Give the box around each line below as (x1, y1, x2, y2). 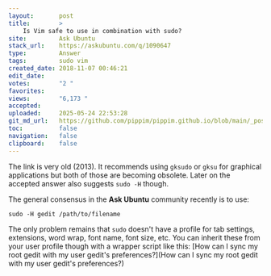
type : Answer (8, 49, 81, 57)
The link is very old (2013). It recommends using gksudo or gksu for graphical (8, 161, 262, 171)
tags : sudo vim (8, 57, 89, 65)
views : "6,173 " (8, 94, 89, 102)
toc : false (8, 124, 78, 132)
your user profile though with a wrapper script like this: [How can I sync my (8, 241, 258, 251)
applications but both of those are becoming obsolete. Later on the (8, 170, 231, 180)
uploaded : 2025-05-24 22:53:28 (8, 110, 128, 118)
